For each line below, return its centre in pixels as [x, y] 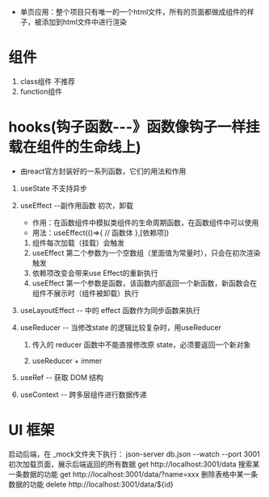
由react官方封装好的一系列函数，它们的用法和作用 [103, 171]
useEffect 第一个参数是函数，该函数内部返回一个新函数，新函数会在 [144, 283]
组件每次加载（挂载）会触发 [78, 242]
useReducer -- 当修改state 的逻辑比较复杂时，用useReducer [121, 327]
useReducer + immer [67, 361]
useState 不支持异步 [53, 188]
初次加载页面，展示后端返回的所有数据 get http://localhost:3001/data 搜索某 [134, 464]
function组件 [41, 91]
